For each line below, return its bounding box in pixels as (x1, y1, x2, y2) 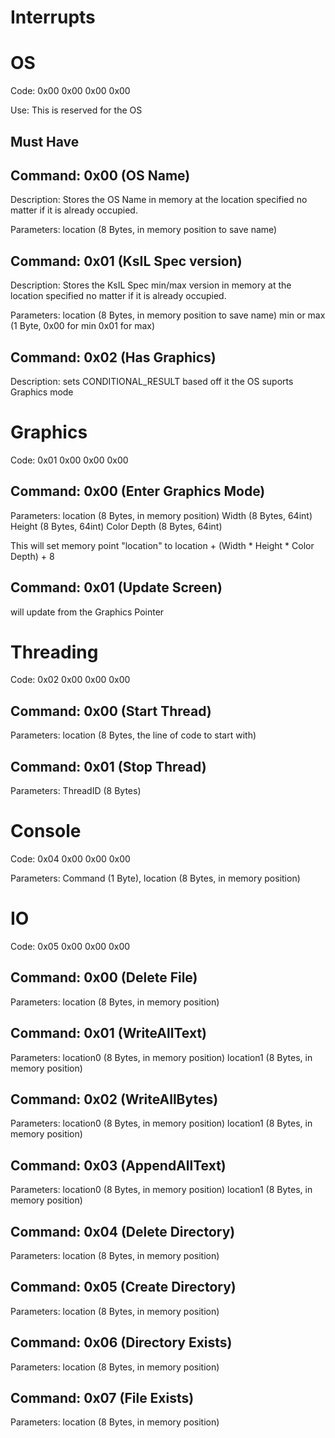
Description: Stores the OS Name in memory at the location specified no (10, 194, 308, 206)
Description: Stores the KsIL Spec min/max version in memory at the (10, 279, 292, 291)
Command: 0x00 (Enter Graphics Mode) (10, 483, 266, 500)
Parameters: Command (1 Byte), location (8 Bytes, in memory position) (10, 872, 301, 885)
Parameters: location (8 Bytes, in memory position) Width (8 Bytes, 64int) (10, 509, 313, 521)
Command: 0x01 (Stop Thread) (10, 758, 207, 775)
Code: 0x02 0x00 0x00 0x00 (10, 674, 131, 686)
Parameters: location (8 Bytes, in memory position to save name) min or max (10, 309, 326, 321)
